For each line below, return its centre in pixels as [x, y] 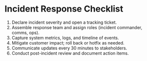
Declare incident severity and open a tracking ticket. [64, 22]
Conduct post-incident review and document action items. [70, 53]
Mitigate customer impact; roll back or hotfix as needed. [68, 43]
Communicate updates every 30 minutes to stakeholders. [69, 48]
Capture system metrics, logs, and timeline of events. [65, 38]
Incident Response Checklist [64, 9]
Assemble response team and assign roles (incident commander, [77, 27]
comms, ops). [25, 32]
